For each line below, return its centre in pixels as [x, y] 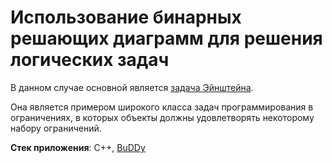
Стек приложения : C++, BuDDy [78, 147]
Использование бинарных [126, 17]
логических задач [90, 60]
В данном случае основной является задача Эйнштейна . [132, 87]
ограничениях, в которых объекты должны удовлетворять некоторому [162, 117]
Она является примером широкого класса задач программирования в [162, 107]
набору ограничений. [56, 128]
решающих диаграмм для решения [166, 38]
